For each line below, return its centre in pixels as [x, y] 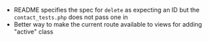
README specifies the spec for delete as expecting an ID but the [107, 10]
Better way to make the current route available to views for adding [108, 24]
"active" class [34, 31]
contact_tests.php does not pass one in [71, 17]
